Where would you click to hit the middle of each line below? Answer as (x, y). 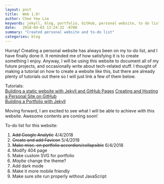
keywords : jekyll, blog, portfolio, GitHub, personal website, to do (77, 23)
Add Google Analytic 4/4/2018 (42, 135)
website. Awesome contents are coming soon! (51, 116)
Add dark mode (28, 166)
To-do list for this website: (31, 125)
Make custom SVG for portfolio (43, 155)
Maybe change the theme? (39, 161)
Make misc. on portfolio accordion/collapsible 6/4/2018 (68, 145)
